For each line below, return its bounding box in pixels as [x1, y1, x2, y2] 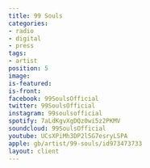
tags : [8, 49, 27, 57]
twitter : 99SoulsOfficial [8, 102, 95, 110]
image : [8, 72, 31, 80]
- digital [8, 34, 42, 43]
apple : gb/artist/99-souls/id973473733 [8, 139, 143, 148]
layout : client [8, 147, 60, 155]
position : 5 [8, 65, 48, 73]
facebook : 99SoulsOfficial [8, 94, 99, 103]
